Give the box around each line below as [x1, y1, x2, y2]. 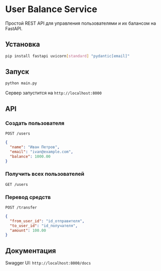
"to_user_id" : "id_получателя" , [10, 223, 78, 228]
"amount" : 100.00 [10, 228, 46, 233]
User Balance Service [5, 4, 97, 15]
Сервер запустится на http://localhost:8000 [5, 90, 102, 96]
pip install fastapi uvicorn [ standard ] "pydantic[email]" [5, 53, 130, 58]
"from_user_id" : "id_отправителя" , [10, 218, 85, 224]
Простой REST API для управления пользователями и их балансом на [5, 20, 156, 26]
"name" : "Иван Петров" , [10, 145, 60, 150]
